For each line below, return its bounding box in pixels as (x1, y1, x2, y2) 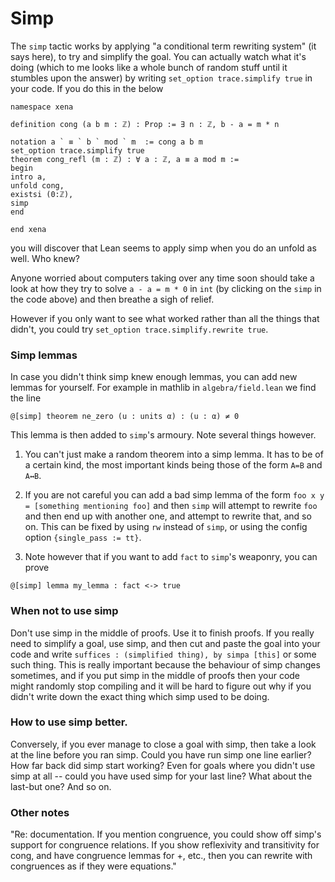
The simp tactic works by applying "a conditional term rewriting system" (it (10, 40, 317, 52)
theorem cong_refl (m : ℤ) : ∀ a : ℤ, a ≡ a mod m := (10, 154, 240, 164)
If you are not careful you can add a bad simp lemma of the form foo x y (24, 489, 325, 501)
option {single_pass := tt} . (24, 532, 142, 544)
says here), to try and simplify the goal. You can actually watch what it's (10, 50, 307, 62)
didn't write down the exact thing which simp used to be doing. (10, 690, 270, 702)
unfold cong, (10, 180, 65, 191)
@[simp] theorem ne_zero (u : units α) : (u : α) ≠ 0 (10, 412, 240, 422)
